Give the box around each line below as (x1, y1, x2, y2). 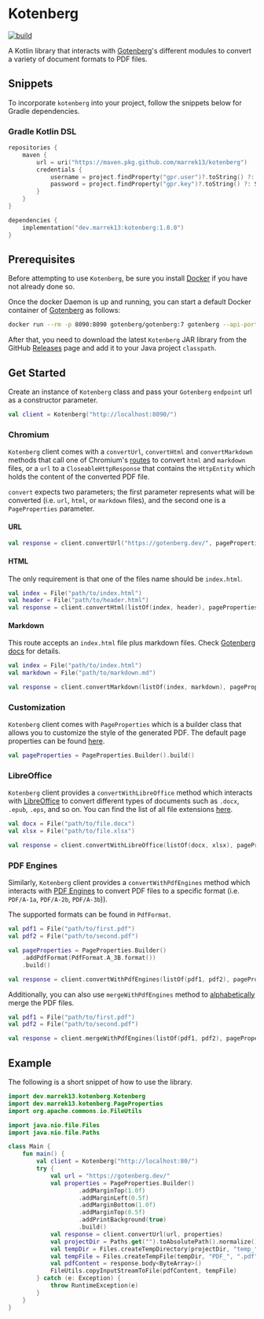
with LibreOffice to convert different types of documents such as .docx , (8, 796, 240, 806)
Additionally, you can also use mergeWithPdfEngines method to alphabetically (8, 990, 255, 999)
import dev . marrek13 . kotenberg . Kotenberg (8, 1093, 146, 1100)
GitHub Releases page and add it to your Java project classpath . (8, 344, 217, 353)
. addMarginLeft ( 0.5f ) (78, 1194, 149, 1202)
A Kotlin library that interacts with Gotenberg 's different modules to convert (8, 46, 251, 55)
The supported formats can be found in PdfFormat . (8, 909, 171, 920)
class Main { (8, 1143, 51, 1151)
